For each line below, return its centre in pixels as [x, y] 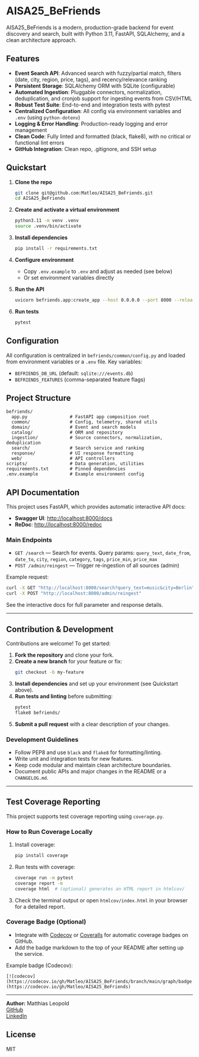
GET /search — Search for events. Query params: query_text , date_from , [103, 553]
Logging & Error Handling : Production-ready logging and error [91, 124]
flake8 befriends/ [37, 713]
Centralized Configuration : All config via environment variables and [98, 111]
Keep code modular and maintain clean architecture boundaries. [93, 765]
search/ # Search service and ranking [78, 448]
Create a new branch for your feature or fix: [68, 661]
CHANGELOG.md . [31, 777]
